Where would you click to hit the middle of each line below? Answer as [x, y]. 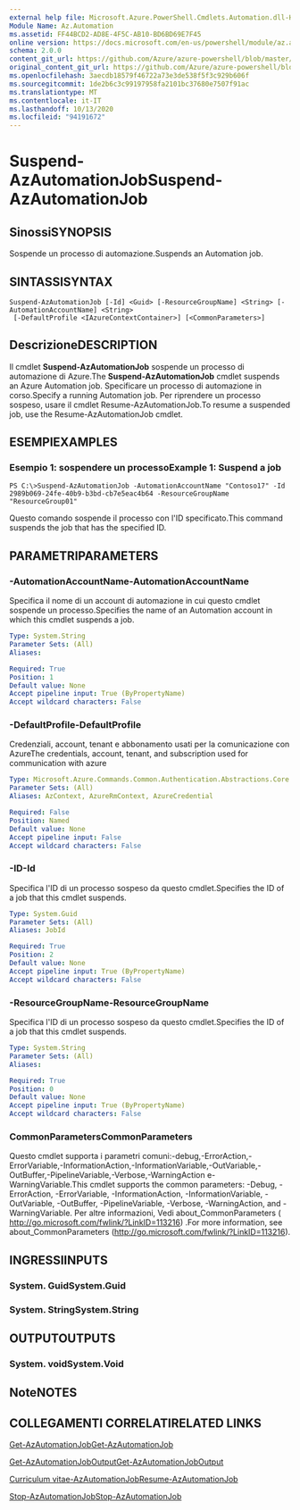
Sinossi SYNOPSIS [60, 232]
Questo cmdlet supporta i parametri [75, 1156]
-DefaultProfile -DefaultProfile [75, 725]
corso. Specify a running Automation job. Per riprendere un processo [135, 395]
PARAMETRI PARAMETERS [84, 556]
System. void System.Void [67, 1364]
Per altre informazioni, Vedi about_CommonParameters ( [178, 1213]
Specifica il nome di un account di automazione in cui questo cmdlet [135, 601]
